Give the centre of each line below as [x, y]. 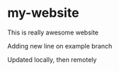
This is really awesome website [53, 32]
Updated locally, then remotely [52, 59]
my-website [43, 13]
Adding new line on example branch [60, 46]
